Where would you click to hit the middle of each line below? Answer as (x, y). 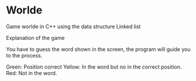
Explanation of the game (35, 38)
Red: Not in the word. (32, 73)
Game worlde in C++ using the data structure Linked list (73, 26)
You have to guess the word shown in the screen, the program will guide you (98, 49)
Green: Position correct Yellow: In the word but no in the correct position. (94, 67)
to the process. (24, 55)
